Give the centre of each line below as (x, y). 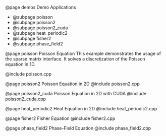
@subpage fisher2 (32, 38)
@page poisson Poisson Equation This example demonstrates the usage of (83, 53)
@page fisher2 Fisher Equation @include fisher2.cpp (60, 118)
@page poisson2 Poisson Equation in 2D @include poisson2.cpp (73, 84)
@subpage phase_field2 (38, 44)
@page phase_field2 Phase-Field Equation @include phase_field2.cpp (78, 128)
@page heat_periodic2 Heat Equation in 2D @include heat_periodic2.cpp (81, 109)
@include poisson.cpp (29, 74)
